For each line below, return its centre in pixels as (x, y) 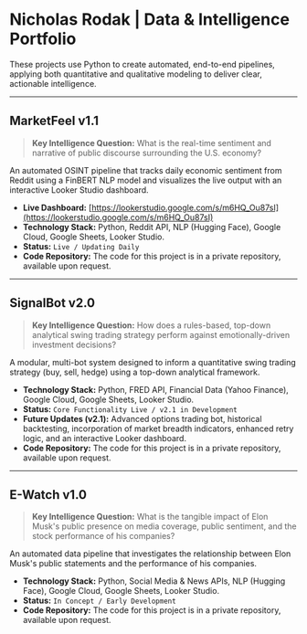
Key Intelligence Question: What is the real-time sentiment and (152, 143)
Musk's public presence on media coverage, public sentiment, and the (164, 526)
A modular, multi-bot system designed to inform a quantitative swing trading (153, 362)
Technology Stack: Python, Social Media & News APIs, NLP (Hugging (154, 581)
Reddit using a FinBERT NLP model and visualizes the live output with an (146, 180)
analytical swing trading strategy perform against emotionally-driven (161, 334)
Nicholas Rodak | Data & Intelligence (150, 20)
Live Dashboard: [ (57, 207)
